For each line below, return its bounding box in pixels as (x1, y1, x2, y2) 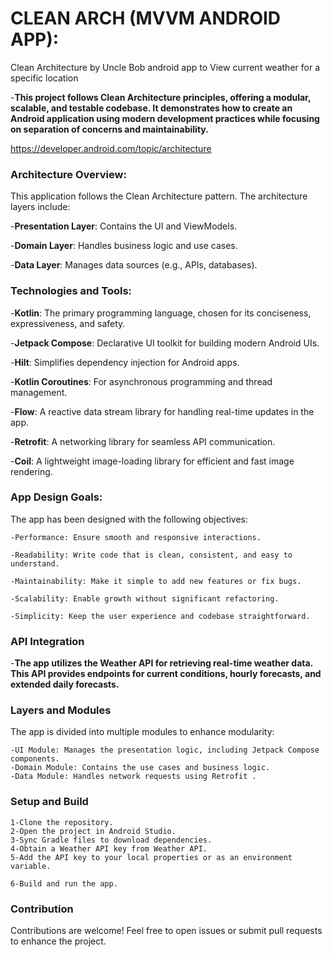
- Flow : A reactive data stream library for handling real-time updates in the (10, 405, 315, 417)
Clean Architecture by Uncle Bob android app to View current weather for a (10, 61, 320, 73)
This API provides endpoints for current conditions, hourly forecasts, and (10, 668, 322, 680)
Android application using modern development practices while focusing (10, 112, 320, 124)
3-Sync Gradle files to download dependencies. (10, 835, 213, 845)
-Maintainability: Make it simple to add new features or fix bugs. (10, 576, 302, 586)
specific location (10, 72, 79, 84)
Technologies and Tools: (10, 284, 133, 298)
